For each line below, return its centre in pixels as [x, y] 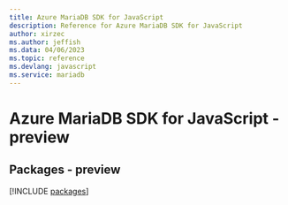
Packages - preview [65, 170]
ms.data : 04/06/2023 [47, 50]
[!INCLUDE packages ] [49, 191]
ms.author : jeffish [45, 42]
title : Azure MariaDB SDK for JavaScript [87, 17]
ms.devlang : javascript [53, 67]
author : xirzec [37, 34]
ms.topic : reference [47, 58]
